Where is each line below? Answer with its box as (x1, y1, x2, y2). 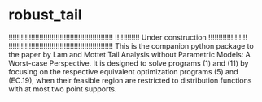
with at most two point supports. (8, 83, 117, 94)
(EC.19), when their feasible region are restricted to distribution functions (8, 75, 252, 85)
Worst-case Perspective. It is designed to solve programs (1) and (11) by (8, 58, 249, 68)
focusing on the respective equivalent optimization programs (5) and (8, 66, 238, 76)
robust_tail (8, 6, 83, 24)
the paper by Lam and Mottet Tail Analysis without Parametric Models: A (8, 49, 251, 59)
